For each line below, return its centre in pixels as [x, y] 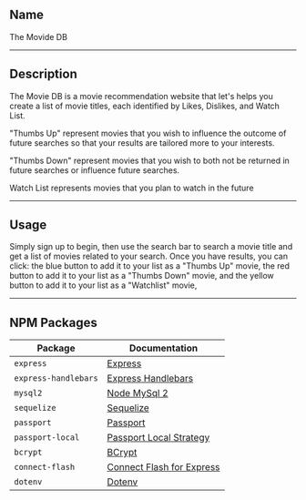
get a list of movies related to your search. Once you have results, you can [149, 256]
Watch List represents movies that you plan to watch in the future [132, 188]
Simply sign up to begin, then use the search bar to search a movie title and [151, 247]
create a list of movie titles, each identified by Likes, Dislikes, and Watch [145, 106]
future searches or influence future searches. [95, 170]
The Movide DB [39, 36]
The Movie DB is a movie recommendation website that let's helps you [141, 96]
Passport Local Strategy [158, 438]
